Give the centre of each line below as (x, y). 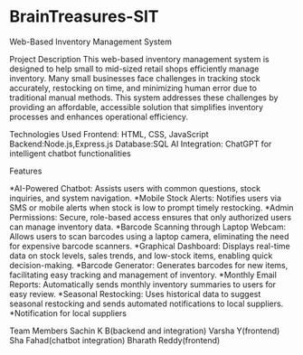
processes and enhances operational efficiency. (99, 117)
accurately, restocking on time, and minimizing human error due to (133, 88)
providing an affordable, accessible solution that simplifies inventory (137, 107)
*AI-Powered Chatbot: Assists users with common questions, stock (135, 188)
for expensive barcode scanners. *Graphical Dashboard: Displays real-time (150, 246)
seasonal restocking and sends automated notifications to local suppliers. (147, 304)
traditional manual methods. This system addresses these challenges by (144, 98)
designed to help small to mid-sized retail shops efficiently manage (134, 69)
